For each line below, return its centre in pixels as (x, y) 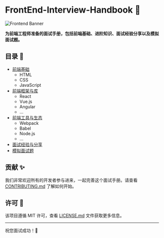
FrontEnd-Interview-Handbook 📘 (73, 10)
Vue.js (26, 101)
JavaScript (30, 85)
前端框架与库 (25, 91)
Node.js (27, 133)
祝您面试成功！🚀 (21, 231)
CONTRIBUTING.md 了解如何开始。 (41, 186)
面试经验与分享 (27, 144)
